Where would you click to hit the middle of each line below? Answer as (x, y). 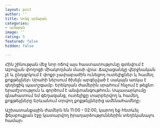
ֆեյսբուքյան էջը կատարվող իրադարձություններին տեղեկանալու (80, 115)
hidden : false (20, 46)
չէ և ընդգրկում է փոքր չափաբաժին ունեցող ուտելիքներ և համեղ (79, 74)
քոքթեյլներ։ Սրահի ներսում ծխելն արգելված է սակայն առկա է (76, 80)
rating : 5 (15, 37)
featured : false (21, 42)
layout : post (18, 10)
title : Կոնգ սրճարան (26, 19)
